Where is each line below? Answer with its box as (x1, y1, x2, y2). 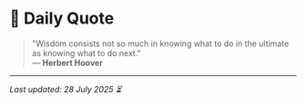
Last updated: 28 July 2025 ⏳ (9, 83, 122, 94)
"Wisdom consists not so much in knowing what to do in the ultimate (31, 38, 290, 49)
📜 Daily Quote (9, 8, 115, 29)
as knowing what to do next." (31, 47, 141, 58)
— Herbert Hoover (31, 57, 103, 68)
